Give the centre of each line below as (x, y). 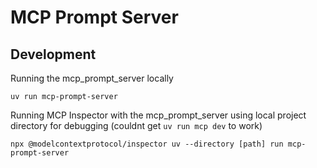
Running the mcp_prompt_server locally (92, 78)
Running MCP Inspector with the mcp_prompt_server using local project (158, 115)
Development (53, 54)
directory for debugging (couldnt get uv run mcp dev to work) (136, 125)
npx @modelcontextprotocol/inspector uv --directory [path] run (147, 144)
